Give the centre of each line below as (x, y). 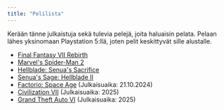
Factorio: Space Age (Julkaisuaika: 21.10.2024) (85, 84)
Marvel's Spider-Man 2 (51, 62)
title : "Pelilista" (36, 14)
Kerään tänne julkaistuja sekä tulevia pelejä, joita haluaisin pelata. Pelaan (112, 34)
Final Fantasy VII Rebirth (53, 55)
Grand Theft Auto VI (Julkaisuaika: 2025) (77, 99)
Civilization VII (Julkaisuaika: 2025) (68, 92)
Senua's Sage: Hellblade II (55, 77)
